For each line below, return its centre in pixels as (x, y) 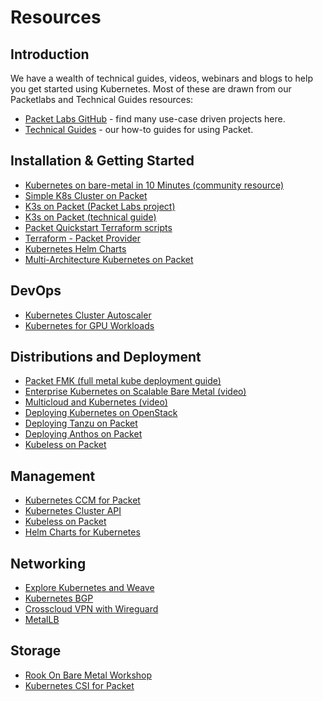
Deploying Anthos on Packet (83, 434)
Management (53, 476)
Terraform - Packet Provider (82, 238)
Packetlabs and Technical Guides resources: (102, 99)
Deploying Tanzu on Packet (81, 423)
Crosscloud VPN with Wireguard (91, 609)
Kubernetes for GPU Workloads (89, 325)
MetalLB (42, 620)
